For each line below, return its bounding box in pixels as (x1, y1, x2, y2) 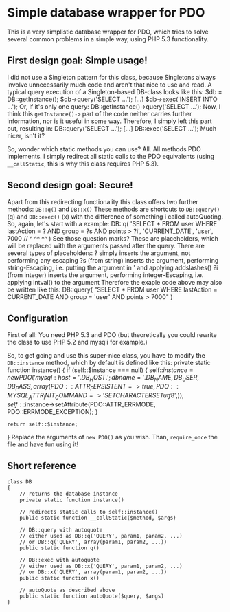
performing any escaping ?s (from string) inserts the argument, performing (7, 256, 219, 264)
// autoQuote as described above (19, 587, 115, 593)
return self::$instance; (7, 421, 78, 428)
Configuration (7, 312, 69, 324)
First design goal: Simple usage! (7, 55, 148, 67)
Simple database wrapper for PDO (7, 5, 205, 21)
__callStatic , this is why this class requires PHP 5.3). (7, 160, 159, 168)
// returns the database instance (19, 490, 118, 497)
